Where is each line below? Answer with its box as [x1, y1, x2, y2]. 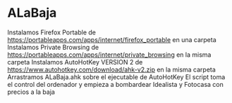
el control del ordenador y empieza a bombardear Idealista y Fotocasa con [7, 80, 224, 88]
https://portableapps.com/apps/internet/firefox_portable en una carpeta [7, 35, 216, 43]
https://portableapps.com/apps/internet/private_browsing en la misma [7, 50, 212, 59]
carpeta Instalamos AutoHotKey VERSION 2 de [7, 57, 143, 66]
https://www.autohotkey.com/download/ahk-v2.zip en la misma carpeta [7, 65, 216, 74]
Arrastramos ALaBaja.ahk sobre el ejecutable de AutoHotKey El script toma [7, 72, 226, 81]
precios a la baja [7, 88, 55, 96]
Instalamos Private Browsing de [7, 43, 99, 51]
